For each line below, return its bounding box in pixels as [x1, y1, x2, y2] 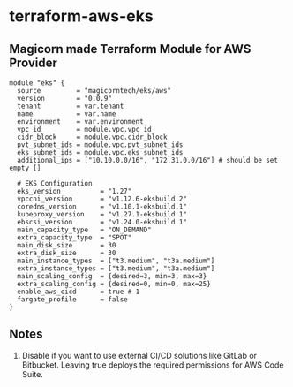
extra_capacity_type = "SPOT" [17, 233, 132, 242]
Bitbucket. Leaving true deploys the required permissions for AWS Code [21, 360, 284, 370]
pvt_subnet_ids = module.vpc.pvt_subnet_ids [17, 140, 184, 149]
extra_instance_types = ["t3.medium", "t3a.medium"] [17, 264, 215, 273]
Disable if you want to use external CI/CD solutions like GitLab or [21, 350, 258, 360]
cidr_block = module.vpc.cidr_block [17, 133, 168, 141]
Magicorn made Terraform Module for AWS [9, 42, 252, 57]
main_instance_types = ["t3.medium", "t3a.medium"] [17, 256, 215, 265]
